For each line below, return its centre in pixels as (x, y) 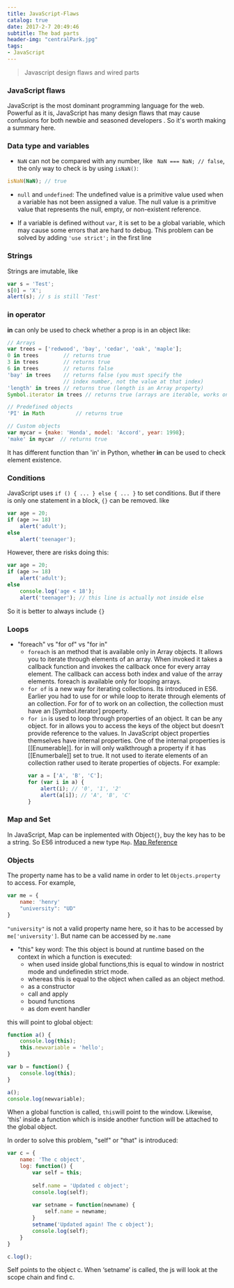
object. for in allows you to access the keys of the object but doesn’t (126, 726)
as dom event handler (59, 1008)
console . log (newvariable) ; (46, 1099)
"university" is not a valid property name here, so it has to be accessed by (115, 928)
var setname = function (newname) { (84, 1205)
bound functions (51, 1001)
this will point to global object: (50, 1022)
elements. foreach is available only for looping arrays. (104, 681)
